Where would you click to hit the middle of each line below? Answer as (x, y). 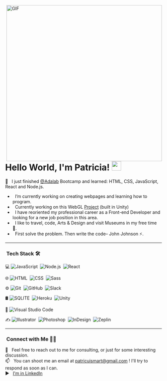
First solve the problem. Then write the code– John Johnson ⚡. (79, 234)
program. (22, 201)
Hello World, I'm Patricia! (58, 167)
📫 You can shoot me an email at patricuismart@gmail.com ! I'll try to (77, 361)
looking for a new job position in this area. (55, 217)
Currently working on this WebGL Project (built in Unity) (72, 207)
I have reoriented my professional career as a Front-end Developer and (87, 212)
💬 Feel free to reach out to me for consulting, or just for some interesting (80, 350)
